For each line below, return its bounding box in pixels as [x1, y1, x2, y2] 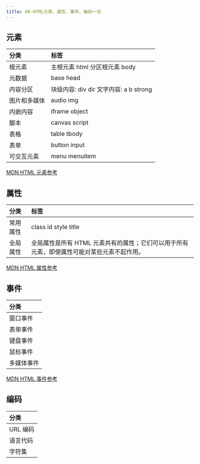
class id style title [31, 223, 80, 231]
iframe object [51, 107, 88, 116]
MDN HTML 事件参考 [6, 375, 58, 382]
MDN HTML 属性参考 [6, 264, 58, 271]
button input [51, 141, 85, 149]
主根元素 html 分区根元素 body [51, 63, 136, 72]
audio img [51, 96, 79, 104]
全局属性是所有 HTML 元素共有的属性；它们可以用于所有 [31, 239, 189, 248]
